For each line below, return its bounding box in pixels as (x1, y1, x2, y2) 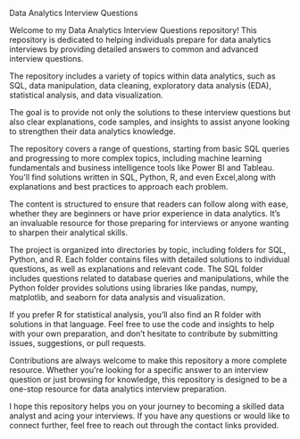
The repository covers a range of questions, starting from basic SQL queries (9, 143, 290, 154)
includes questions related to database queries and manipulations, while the (9, 273, 289, 283)
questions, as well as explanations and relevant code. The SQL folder (9, 264, 263, 274)
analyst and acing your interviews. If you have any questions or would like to (9, 410, 290, 421)
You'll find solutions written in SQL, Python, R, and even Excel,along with (9, 172, 277, 182)
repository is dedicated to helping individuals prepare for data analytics (9, 35, 271, 45)
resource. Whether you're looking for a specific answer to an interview (9, 365, 270, 375)
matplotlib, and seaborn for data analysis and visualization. (9, 292, 226, 302)
